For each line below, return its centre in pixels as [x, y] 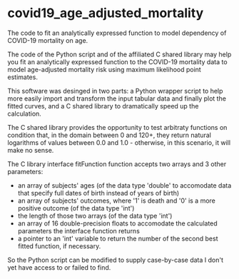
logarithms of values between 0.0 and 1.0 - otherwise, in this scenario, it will [119, 142]
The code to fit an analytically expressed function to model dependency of [117, 33]
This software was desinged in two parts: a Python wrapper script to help [115, 91]
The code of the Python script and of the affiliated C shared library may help [119, 54]
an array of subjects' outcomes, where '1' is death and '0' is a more [117, 201]
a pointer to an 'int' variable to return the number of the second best [118, 238]
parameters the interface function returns [79, 230]
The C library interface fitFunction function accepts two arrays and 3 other [117, 164]
